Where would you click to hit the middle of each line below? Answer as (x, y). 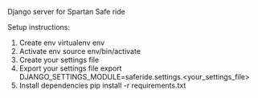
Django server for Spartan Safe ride (66, 12)
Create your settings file (59, 60)
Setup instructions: (39, 27)
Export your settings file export (70, 68)
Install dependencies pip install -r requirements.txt (102, 85)
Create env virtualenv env (62, 43)
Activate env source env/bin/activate (80, 51)
